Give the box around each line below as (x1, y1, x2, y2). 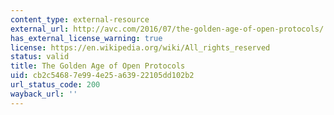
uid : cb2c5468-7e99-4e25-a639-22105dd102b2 (10, 71, 195, 81)
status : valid (10, 52, 70, 62)
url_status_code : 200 (10, 80, 101, 90)
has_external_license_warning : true (10, 33, 163, 43)
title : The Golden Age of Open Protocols (10, 61, 186, 71)
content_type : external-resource (10, 14, 150, 25)
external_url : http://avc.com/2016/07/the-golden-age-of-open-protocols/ (10, 24, 325, 34)
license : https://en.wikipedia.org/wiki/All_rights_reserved (10, 42, 271, 53)
